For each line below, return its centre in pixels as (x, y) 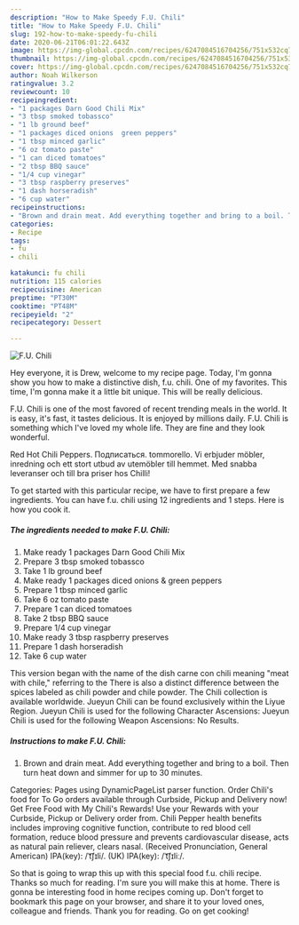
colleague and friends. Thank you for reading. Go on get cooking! (130, 911)
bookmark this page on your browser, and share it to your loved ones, (137, 902)
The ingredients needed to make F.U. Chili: (90, 530)
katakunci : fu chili (48, 273)
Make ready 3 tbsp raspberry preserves (96, 637)
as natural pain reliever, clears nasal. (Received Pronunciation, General (139, 847)
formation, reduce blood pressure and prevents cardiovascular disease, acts (149, 837)
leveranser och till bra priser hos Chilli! (80, 474)
